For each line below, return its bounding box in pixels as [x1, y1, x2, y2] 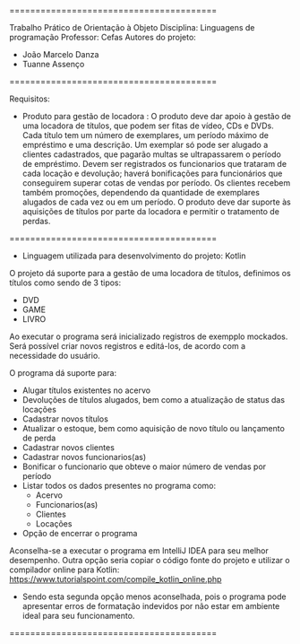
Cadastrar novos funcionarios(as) [21, 452, 147, 462]
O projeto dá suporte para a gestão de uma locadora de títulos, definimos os [9, 268, 291, 278]
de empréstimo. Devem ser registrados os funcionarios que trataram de [21, 159, 287, 169]
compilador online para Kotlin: [9, 564, 120, 575]
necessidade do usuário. [9, 351, 100, 361]
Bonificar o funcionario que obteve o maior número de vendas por [21, 461, 267, 472]
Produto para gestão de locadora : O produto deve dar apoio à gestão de [21, 111, 292, 121]
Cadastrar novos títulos [21, 413, 109, 424]
